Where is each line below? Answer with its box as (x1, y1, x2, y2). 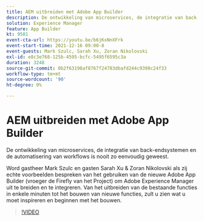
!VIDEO (21, 208, 39, 216)
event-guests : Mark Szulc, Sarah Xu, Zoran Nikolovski (6, 48, 148, 54)
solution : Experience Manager (6, 20, 83, 26)
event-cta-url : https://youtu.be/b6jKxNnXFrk (6, 37, 123, 43)
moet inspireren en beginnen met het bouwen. (6, 196, 122, 203)
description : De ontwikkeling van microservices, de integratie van (6, 15, 183, 21)
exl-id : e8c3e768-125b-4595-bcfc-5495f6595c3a (6, 54, 126, 60)
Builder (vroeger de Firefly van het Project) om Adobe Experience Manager (6, 177, 194, 185)
